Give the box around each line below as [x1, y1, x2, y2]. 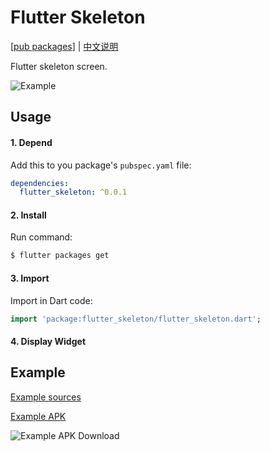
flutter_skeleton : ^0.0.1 [19, 187, 128, 198]
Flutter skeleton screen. [10, 60, 108, 72]
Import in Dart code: [10, 294, 93, 306]
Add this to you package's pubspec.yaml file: [10, 159, 192, 171]
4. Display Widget [10, 336, 87, 348]
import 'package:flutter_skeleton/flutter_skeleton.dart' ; [10, 314, 262, 324]
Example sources [10, 391, 82, 403]
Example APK [10, 410, 67, 422]
